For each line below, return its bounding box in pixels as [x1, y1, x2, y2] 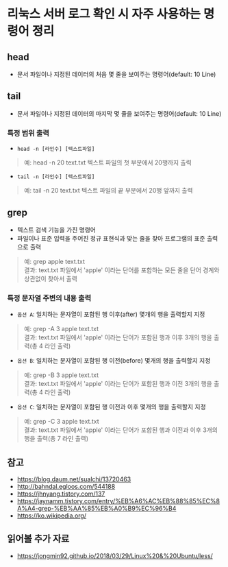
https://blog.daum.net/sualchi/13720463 [16, 475, 131, 483]
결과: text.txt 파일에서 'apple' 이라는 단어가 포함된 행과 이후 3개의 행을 [23, 333, 212, 341]
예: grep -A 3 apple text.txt [23, 325, 99, 333]
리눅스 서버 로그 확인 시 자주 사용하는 [7, 6, 201, 22]
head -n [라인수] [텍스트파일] [16, 145, 95, 153]
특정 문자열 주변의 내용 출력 [7, 293, 92, 302]
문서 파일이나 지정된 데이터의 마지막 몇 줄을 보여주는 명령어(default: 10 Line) [16, 109, 222, 117]
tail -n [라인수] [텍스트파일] [16, 173, 95, 180]
